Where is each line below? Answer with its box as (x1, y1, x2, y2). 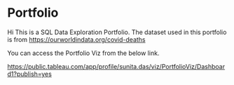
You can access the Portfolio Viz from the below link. (7, 49, 160, 57)
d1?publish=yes (7, 70, 53, 78)
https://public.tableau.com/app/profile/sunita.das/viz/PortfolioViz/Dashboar (7, 62, 226, 70)
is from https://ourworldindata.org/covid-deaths (7, 35, 146, 43)
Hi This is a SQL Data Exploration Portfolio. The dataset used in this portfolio (7, 28, 227, 36)
